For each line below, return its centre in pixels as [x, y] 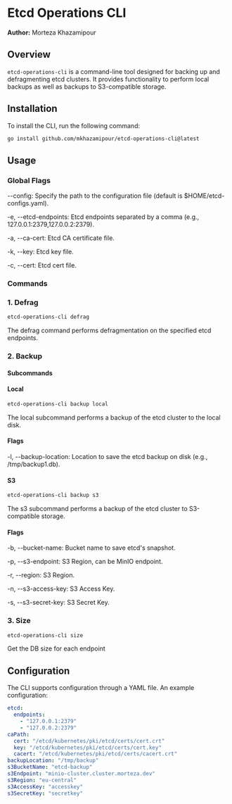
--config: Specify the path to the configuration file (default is [95, 196]
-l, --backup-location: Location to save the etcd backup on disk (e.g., [108, 457]
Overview [29, 55]
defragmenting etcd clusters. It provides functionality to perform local [108, 79]
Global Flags [29, 180]
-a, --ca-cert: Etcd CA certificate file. [61, 238]
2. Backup [25, 356]
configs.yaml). [28, 203]
